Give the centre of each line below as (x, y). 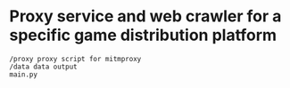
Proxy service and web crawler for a (145, 16)
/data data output (43, 67)
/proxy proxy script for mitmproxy (75, 59)
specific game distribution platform (143, 35)
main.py (24, 74)
